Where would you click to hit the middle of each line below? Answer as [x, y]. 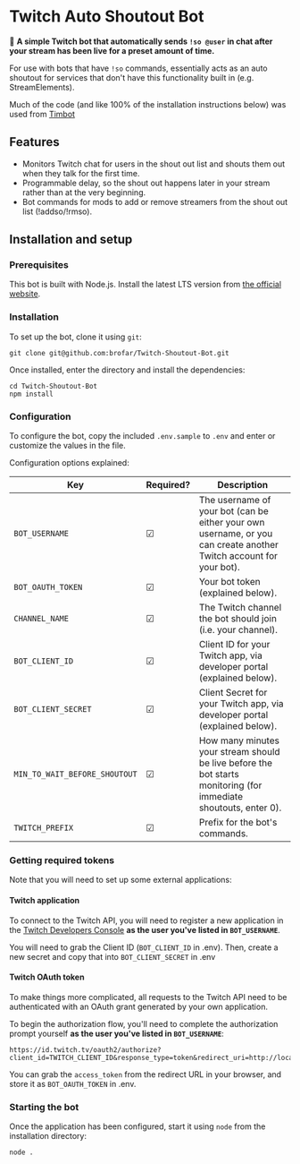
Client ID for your [234, 645]
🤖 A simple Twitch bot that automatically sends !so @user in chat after [141, 41]
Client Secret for [233, 693]
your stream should [239, 752]
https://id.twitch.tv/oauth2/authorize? [86, 1049]
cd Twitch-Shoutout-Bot [54, 386]
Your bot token [229, 582]
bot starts [219, 775]
